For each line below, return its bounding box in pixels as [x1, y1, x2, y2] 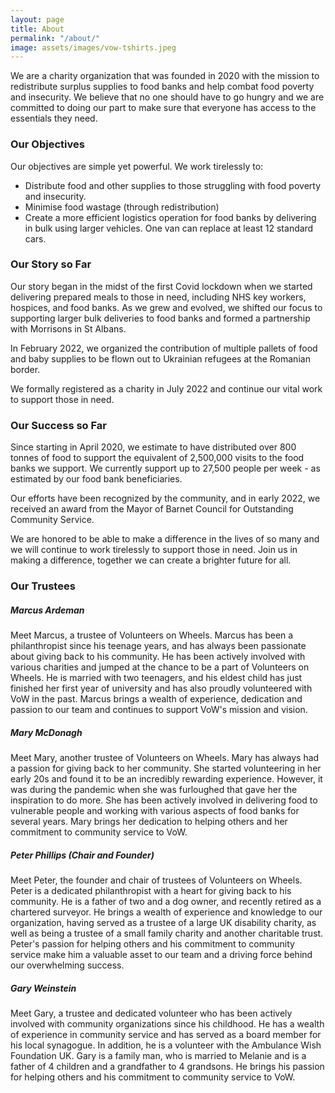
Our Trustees [10, 579, 76, 593]
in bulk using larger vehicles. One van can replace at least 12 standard [24, 222, 314, 234]
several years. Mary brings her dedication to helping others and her [10, 816, 288, 827]
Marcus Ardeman [10, 604, 85, 616]
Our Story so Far [10, 257, 92, 271]
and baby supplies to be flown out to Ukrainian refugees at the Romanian [10, 352, 311, 365]
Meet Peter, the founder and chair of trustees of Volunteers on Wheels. [10, 874, 303, 886]
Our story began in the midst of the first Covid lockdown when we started [10, 280, 313, 292]
